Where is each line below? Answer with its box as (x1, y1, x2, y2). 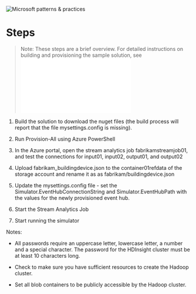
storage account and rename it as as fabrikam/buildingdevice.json (14, 170, 175, 177)
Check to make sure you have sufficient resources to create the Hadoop (14, 264, 189, 271)
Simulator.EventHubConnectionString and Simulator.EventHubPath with (14, 188, 187, 195)
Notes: (6, 228, 22, 235)
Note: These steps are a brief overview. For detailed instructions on (20, 45, 184, 52)
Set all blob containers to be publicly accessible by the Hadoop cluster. (14, 281, 187, 288)
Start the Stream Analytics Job (14, 206, 89, 213)
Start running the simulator (14, 217, 80, 224)
